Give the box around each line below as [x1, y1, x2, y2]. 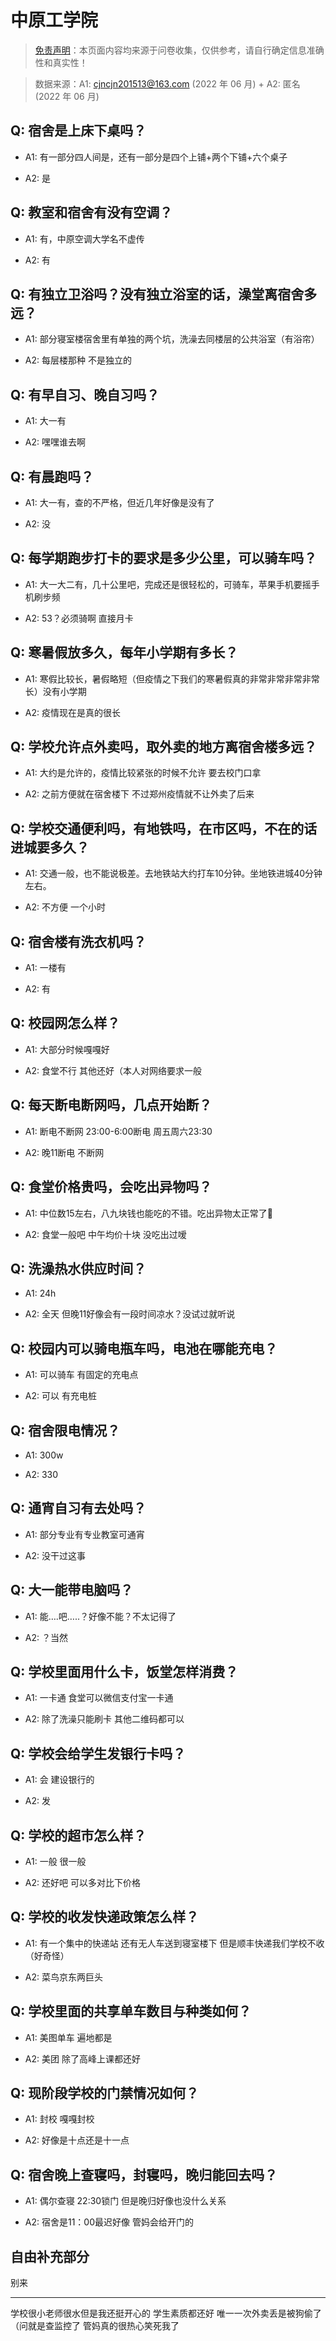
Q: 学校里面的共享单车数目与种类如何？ [10, 2003, 252, 2020]
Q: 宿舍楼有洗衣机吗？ [10, 933, 147, 950]
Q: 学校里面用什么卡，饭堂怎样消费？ [10, 1663, 239, 1680]
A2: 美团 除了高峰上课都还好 [24, 2052, 141, 2065]
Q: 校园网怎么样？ [10, 1015, 121, 1032]
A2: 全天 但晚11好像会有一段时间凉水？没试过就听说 [24, 1308, 236, 1320]
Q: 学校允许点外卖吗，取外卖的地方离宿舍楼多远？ [10, 739, 318, 756]
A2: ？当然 [24, 1631, 68, 1643]
